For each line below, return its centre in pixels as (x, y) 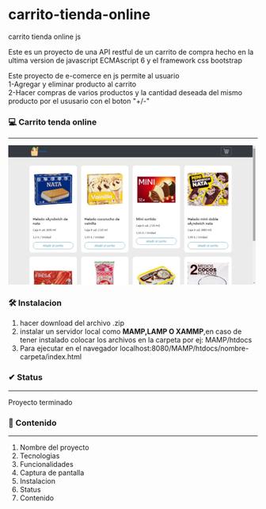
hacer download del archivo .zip (72, 323)
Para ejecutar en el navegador (69, 348)
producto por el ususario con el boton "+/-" (79, 101)
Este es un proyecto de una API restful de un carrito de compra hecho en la (131, 52)
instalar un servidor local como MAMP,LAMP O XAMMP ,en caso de (131, 331)
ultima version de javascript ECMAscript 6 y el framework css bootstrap (125, 60)
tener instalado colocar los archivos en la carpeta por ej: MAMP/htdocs (136, 340)
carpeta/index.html (50, 357)
